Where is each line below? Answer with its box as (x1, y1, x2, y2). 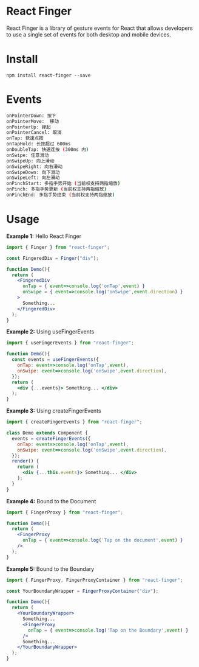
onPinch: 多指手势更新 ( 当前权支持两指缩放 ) (6, 186, 107, 192)
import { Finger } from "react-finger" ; (6, 244, 110, 250)
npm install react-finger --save (6, 72, 91, 79)
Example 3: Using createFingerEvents (6, 407, 101, 414)
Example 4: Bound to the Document (6, 497, 96, 505)
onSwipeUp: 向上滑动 (6, 158, 55, 164)
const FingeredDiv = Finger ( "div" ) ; (6, 255, 99, 261)
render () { (12, 458, 39, 464)
